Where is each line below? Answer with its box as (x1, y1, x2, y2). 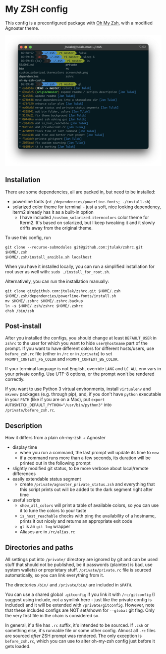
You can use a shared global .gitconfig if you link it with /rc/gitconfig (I (5, 591, 155, 597)
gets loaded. (5, 644, 31, 649)
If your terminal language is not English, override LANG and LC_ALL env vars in (5, 366, 162, 372)
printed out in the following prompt (19, 460, 91, 466)
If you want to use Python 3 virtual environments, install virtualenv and (5, 386, 151, 392)
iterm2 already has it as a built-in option (12, 209, 94, 215)
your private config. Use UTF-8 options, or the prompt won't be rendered (5, 371, 155, 377)
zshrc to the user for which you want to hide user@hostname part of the (5, 340, 148, 346)
